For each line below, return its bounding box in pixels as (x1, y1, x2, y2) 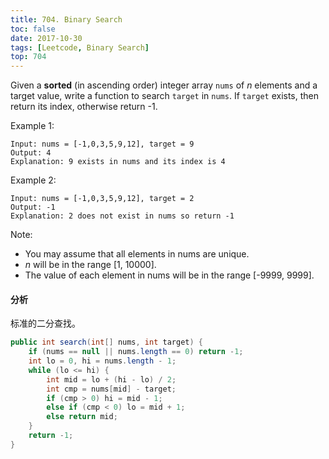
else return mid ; (46, 412, 118, 422)
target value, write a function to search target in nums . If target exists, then (10, 90, 320, 102)
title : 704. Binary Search (10, 14, 123, 25)
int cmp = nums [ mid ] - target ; (46, 384, 177, 394)
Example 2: (10, 174, 57, 186)
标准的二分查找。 (10, 317, 81, 330)
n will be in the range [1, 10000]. (24, 259, 157, 271)
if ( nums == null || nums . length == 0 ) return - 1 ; (28, 347, 244, 357)
